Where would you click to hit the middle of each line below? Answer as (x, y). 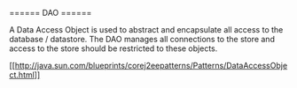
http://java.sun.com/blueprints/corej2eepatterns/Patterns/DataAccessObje (151, 66)
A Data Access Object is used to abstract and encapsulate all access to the (146, 29)
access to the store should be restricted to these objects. (113, 48)
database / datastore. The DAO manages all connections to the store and (142, 39)
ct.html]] (25, 75)
